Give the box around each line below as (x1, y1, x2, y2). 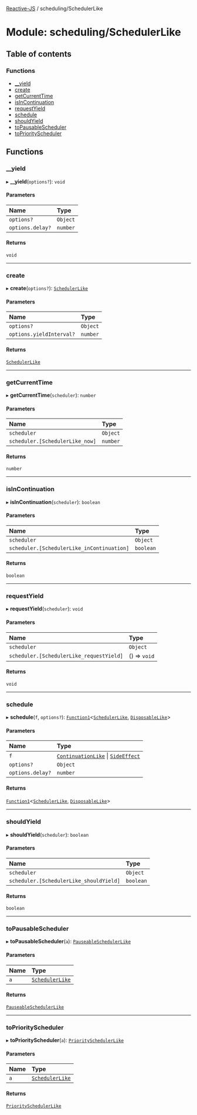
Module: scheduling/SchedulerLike (6, 26, 181, 39)
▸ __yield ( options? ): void (6, 178, 66, 185)
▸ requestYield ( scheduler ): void (6, 605, 83, 612)
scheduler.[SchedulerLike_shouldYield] (9, 877, 120, 884)
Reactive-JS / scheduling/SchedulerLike (6, 5, 103, 12)
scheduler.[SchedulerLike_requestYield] (9, 652, 123, 659)
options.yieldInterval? (9, 331, 76, 338)
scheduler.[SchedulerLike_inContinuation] (9, 545, 130, 552)
